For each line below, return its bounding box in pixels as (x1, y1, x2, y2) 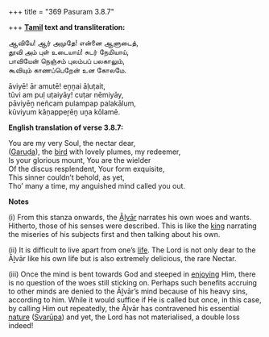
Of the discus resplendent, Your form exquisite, (8, 164, 165, 173)
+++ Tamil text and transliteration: (8, 23, 126, 31)
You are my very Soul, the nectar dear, (8, 139, 136, 148)
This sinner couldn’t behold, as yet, (8, 173, 125, 182)
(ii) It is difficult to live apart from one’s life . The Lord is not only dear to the (8, 245, 256, 255)
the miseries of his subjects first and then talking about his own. (8, 230, 221, 239)
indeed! (8, 321, 34, 330)
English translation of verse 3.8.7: (8, 123, 123, 132)
